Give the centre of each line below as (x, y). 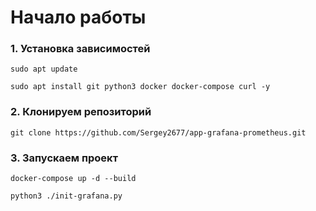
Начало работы (78, 17)
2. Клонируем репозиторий (81, 112)
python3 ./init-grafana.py (66, 196)
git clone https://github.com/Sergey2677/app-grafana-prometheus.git (158, 132)
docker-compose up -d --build (73, 179)
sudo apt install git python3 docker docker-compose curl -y (140, 87)
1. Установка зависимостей (80, 49)
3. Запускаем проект (64, 158)
